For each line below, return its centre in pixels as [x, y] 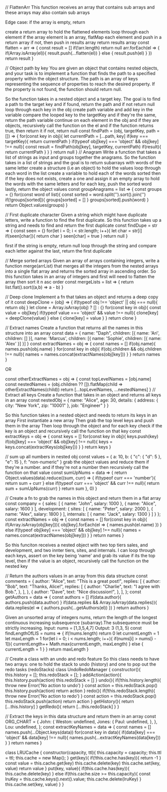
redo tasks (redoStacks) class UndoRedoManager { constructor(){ [73, 669]
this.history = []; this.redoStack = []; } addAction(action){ [63, 675]
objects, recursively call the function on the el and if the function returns [79, 125]
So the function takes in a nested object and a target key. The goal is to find [83, 99]
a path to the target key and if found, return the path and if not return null [80, 104]
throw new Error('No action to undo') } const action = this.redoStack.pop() [82, 685]
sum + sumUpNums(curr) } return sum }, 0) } [51, 488]
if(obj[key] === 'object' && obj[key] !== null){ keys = [59, 442]
